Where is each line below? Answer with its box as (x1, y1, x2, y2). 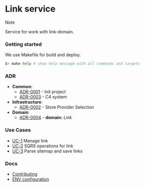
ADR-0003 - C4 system (19, 94, 67, 100)
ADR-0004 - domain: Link (19, 115, 72, 121)
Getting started (5, 41, 42, 47)
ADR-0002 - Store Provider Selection (19, 104, 94, 110)
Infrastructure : (12, 99, 43, 105)
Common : (12, 84, 33, 90)
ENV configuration (12, 176, 50, 182)
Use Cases (5, 127, 31, 134)
